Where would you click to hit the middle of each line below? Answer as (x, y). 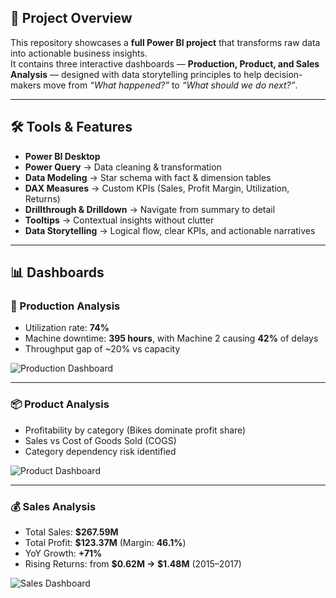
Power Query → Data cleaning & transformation (123, 167)
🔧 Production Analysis (65, 306)
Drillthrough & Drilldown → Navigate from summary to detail (150, 209)
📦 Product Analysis (60, 404)
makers (26, 85)
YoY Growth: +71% (63, 553)
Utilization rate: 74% (67, 328)
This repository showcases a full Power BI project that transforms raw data (165, 42)
